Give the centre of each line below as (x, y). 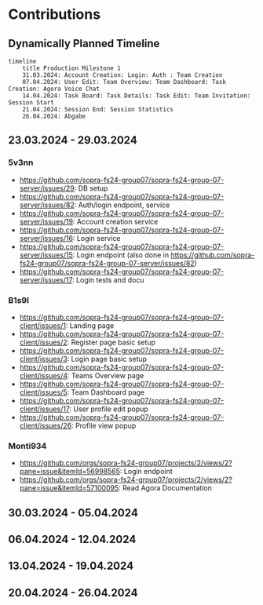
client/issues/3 (44, 359)
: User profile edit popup (109, 409)
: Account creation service (115, 221)
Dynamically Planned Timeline (84, 44)
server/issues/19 (46, 221)
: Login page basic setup (107, 359)
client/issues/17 (44, 409)
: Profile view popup (104, 425)
